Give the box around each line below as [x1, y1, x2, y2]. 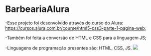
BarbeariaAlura [5, 3, 70, 15]
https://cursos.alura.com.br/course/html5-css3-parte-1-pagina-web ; [5, 25, 147, 31]
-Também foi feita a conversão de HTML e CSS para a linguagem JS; [5, 35, 147, 41]
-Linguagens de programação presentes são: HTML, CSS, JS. [5, 45, 132, 51]
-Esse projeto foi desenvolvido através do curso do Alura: [5, 20, 124, 26]
